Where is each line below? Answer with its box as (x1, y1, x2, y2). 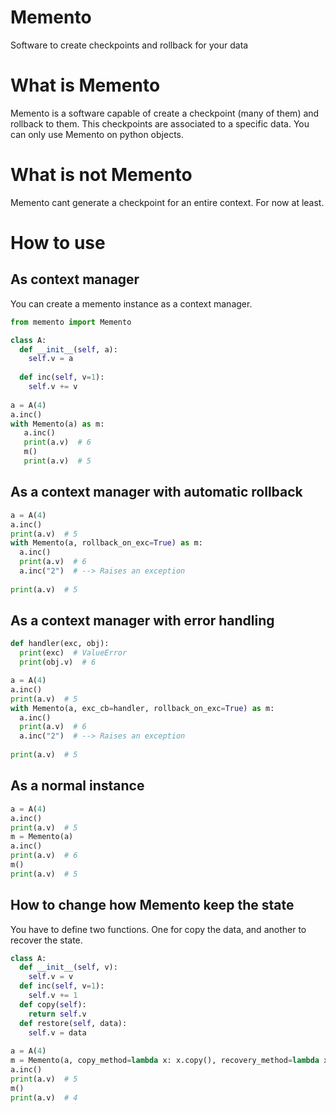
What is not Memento (10, 164, 193, 186)
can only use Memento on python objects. (10, 128, 185, 140)
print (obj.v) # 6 (19, 657, 97, 668)
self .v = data (28, 1027, 87, 1038)
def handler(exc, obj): (10, 639, 110, 649)
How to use (10, 232, 106, 254)
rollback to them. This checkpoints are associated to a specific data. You (10, 117, 310, 130)
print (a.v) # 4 (10, 1092, 78, 1103)
